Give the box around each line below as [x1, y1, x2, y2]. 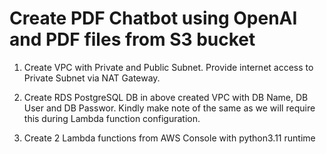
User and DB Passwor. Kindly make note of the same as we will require [23, 102, 316, 114]
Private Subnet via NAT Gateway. [23, 72, 161, 84]
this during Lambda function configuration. [23, 112, 201, 124]
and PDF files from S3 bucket [9, 28, 256, 51]
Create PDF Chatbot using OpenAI [9, 7, 298, 30]
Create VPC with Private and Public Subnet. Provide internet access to [23, 61, 314, 73]
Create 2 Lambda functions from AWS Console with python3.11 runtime [23, 132, 316, 144]
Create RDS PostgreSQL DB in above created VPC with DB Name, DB [23, 91, 309, 103]
